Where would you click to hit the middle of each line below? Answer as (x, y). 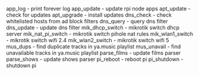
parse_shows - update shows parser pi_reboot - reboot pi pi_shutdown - (95, 59)
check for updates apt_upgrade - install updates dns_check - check (89, 15)
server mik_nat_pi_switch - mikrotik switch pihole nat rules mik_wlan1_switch (100, 34)
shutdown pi (21, 65)
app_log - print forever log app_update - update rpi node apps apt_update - (99, 9)
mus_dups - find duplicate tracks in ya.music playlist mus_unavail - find (94, 46)
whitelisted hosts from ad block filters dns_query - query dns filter (87, 21)
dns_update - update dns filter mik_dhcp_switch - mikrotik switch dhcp (93, 27)
